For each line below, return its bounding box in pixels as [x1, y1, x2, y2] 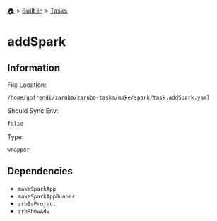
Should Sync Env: [7, 107, 59, 115]
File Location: [7, 80, 47, 89]
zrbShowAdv [17, 208, 50, 215]
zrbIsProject [17, 201, 57, 208]
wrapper [7, 146, 30, 153]
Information [7, 61, 61, 73]
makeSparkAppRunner [17, 193, 76, 200]
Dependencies [7, 165, 73, 177]
